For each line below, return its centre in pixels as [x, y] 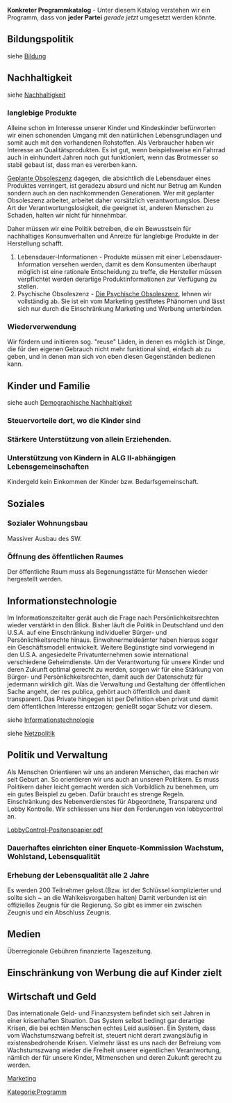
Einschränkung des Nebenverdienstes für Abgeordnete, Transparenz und [112, 801]
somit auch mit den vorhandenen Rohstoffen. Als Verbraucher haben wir [111, 143]
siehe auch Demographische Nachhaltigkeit [69, 403]
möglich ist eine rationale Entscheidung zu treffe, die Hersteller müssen [119, 271]
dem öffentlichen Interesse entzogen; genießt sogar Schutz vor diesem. [110, 706]
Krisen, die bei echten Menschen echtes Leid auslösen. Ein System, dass [112, 1028]
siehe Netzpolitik [31, 733]
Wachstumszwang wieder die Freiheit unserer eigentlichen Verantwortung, [114, 1050]
